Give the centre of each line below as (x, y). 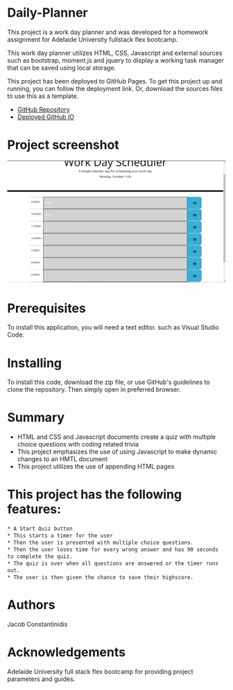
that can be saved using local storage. (62, 67)
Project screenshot (63, 145)
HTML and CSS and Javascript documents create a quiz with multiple (116, 437)
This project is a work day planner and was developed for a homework (108, 32)
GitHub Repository (44, 109)
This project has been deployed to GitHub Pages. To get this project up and (115, 81)
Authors (31, 605)
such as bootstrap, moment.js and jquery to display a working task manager (115, 60)
